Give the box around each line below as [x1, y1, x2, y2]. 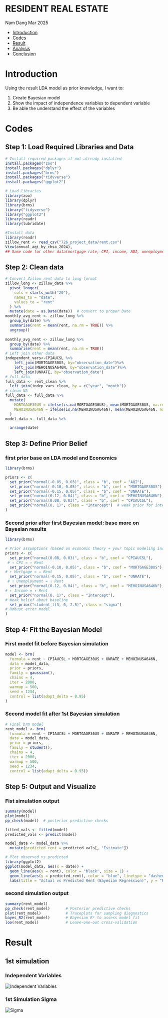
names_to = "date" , [14, 295, 55, 300]
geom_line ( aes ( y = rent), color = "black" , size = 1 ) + [9, 868, 128, 874]
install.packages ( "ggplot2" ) [5, 179, 66, 185]
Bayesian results [5, 525, 46, 532]
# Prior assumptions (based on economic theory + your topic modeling [5, 546, 155, 551]
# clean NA [5, 388, 28, 393]
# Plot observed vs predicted [5, 855, 68, 860]
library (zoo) [5, 193, 32, 198]
